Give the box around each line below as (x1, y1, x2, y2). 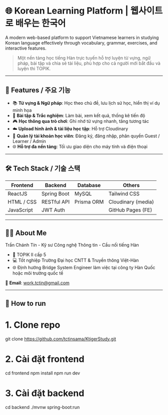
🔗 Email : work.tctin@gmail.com (5, 280, 70, 286)
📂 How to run (5, 299, 46, 308)
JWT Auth (41, 206, 65, 214)
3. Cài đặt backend (5, 387, 84, 399)
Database (77, 181, 101, 188)
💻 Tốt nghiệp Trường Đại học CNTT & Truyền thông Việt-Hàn (12, 257, 139, 264)
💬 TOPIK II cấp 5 (12, 252, 46, 258)
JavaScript (7, 206, 33, 214)
